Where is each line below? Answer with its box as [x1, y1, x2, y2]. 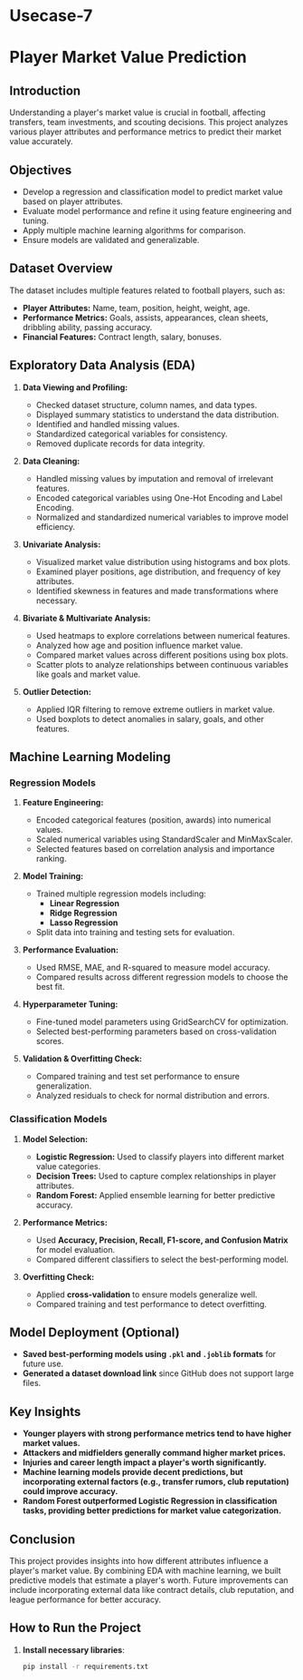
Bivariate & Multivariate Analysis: [22, 612, 151, 623]
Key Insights [9, 1403, 81, 1420]
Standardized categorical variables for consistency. [35, 428, 228, 439]
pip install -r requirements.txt [22, 1662, 149, 1671]
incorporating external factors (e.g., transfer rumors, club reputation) [22, 1476, 289, 1488]
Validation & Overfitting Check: [22, 1053, 143, 1064]
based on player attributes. [22, 196, 124, 207]
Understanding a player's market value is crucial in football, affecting [9, 107, 266, 118]
